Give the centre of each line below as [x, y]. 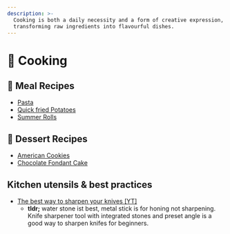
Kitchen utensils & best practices [80, 185]
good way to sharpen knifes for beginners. [88, 223]
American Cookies [44, 155]
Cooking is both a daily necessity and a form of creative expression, [119, 20]
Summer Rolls [37, 117]
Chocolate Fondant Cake [52, 163]
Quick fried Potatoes [46, 110]
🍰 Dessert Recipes [47, 139]
